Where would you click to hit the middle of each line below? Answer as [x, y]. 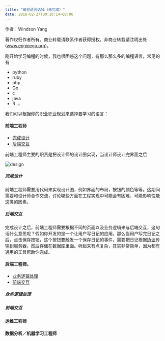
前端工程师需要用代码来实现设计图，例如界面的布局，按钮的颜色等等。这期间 [82, 189]
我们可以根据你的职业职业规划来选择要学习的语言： [57, 113]
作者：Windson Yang [26, 29]
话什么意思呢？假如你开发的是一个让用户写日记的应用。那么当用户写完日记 [80, 233]
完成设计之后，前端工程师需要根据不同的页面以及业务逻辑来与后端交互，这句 [82, 227]
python [19, 72]
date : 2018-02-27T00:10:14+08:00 [39, 14]
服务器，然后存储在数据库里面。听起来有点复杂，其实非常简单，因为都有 [87, 246]
